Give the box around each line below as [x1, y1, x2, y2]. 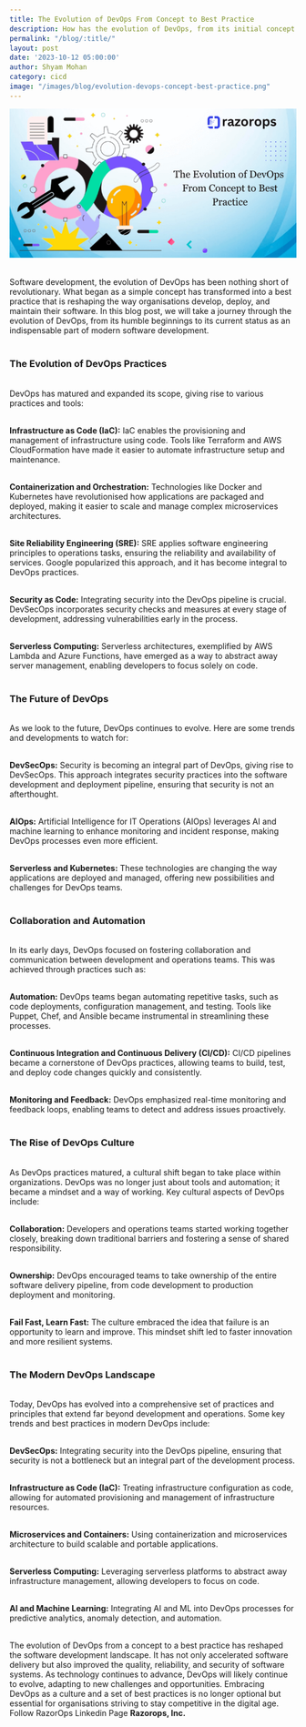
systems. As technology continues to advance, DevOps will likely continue [9, 1669, 289, 1680]
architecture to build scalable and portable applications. [9, 1539, 219, 1549]
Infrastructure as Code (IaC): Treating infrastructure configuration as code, [9, 1482, 294, 1493]
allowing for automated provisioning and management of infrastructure [9, 1491, 275, 1502]
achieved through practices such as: [9, 964, 147, 975]
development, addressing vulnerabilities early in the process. [9, 613, 239, 624]
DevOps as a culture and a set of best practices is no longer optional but [9, 1688, 281, 1699]
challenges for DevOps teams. [9, 882, 123, 893]
